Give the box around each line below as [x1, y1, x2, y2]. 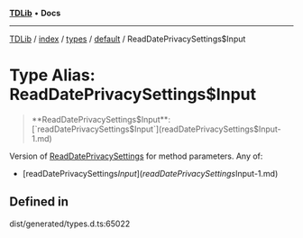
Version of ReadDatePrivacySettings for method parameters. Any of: [9, 151, 263, 161]
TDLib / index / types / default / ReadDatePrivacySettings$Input [9, 33, 246, 44]
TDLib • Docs [9, 8, 61, 18]
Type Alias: [9, 65, 96, 86]
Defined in [9, 194, 69, 210]
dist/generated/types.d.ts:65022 [9, 218, 131, 229]
